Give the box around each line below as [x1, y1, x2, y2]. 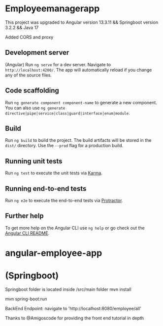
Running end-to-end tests [5, 184, 87, 193]
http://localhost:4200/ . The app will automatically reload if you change [5, 67, 152, 73]
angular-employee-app [5, 247, 102, 258]
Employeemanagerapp [5, 3, 100, 14]
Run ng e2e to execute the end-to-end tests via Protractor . [5, 198, 123, 203]
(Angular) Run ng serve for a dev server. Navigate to [5, 61, 111, 67]
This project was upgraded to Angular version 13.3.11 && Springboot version [5, 19, 159, 25]
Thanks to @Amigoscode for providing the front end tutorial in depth [5, 315, 144, 321]
